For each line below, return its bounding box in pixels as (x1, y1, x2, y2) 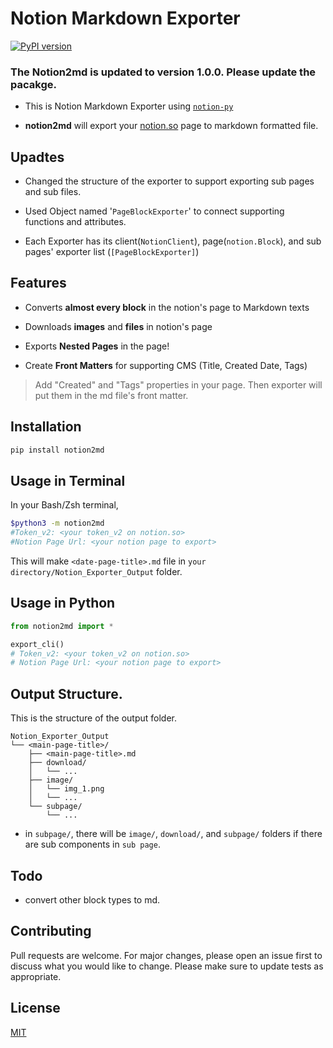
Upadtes (10, 148, 65, 166)
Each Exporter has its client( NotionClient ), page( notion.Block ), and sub (24, 235, 322, 247)
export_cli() (10, 639, 65, 649)
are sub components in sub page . (24, 838, 161, 851)
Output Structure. (10, 685, 123, 702)
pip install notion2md (10, 445, 105, 455)
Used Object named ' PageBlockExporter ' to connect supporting (24, 205, 285, 217)
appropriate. (10, 970, 62, 982)
